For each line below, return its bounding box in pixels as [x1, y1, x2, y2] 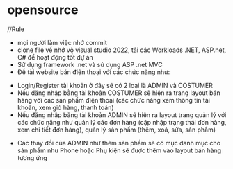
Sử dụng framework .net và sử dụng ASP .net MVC [17, 60, 163, 69]
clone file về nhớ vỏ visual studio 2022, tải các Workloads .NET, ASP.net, [17, 46, 227, 54]
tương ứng [17, 153, 47, 161]
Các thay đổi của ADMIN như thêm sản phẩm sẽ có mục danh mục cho [17, 139, 221, 147]
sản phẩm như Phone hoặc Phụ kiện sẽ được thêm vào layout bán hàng [17, 146, 222, 154]
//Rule [7, 25, 24, 33]
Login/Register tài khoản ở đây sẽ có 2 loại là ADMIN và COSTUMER [17, 81, 214, 89]
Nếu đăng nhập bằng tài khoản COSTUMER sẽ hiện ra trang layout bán [17, 89, 220, 97]
